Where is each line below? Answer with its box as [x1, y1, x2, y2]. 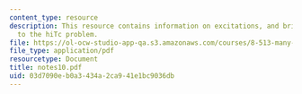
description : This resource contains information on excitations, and [9, 21, 280, 30]
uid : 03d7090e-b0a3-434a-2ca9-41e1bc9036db [9, 72, 175, 81]
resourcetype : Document [9, 55, 99, 64]
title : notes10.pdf [9, 64, 83, 73]
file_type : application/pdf [9, 47, 115, 56]
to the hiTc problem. [17, 30, 99, 38]
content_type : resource [9, 13, 99, 22]
